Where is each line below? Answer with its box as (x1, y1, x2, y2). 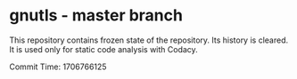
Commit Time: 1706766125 (9, 61, 107, 72)
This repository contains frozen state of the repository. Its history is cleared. (9, 35, 288, 45)
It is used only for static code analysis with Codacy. (9, 43, 198, 54)
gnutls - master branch (9, 5, 183, 26)
